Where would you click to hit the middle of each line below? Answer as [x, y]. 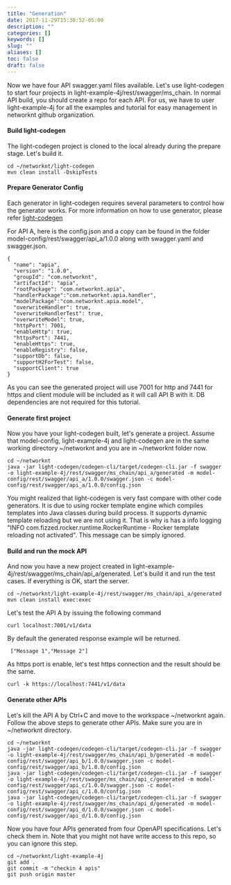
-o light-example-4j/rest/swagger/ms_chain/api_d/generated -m [101, 804]
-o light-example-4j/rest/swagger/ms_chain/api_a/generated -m [101, 473]
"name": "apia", [37, 265]
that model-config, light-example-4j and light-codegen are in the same [108, 441]
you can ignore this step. [43, 843]
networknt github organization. [51, 115]
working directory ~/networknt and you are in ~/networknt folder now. [108, 448]
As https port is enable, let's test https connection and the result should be [114, 664]
